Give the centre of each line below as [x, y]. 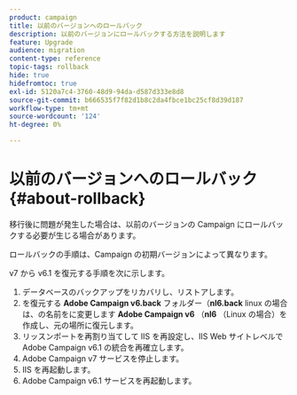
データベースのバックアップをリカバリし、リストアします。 [130, 292]
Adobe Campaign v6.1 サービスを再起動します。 [109, 380]
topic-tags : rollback [49, 67]
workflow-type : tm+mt [49, 108]
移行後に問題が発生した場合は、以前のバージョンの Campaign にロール [139, 224]
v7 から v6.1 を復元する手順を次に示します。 [90, 273]
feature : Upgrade [41, 42]
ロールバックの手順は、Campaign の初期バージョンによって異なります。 [141, 254]
